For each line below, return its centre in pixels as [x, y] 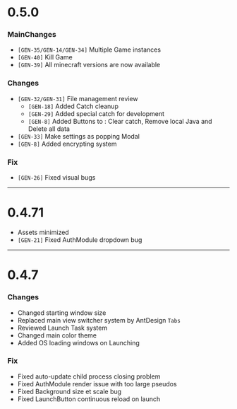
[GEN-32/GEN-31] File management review [78, 98]
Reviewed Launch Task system [62, 328]
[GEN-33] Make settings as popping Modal [78, 136]
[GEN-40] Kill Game [45, 57]
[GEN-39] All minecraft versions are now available [89, 65]
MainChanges [32, 35]
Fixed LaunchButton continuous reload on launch [89, 399]
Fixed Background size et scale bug [69, 391]
